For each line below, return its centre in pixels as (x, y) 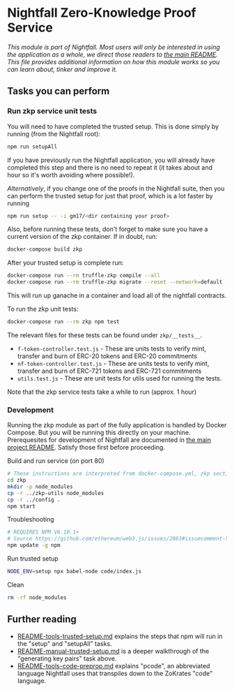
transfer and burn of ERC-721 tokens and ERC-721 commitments (109, 371)
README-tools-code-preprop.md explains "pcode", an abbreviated (114, 665)
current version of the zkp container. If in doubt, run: (83, 237)
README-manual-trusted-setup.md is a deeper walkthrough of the (113, 651)
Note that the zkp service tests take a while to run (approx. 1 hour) (102, 392)
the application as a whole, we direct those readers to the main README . (112, 54)
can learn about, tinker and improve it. (62, 69)
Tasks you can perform (58, 91)
